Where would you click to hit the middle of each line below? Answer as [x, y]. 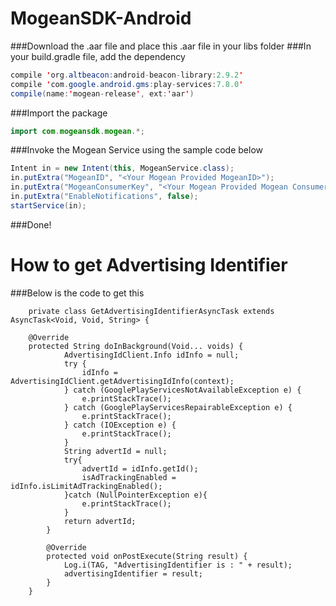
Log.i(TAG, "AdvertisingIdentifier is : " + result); [178, 565]
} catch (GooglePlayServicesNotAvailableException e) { [182, 390]
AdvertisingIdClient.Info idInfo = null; [151, 355]
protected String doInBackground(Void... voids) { [136, 346]
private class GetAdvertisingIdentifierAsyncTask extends [151, 311]
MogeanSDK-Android [101, 18]
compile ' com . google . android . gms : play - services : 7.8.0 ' [127, 84]
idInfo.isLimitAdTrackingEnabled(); [86, 486]
